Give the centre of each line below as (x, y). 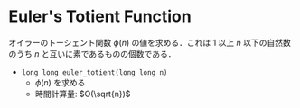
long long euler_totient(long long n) (94, 72)
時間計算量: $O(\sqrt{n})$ (83, 94)
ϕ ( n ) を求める (60, 82)
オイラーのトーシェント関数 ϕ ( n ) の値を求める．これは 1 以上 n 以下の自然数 (150, 42)
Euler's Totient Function (100, 17)
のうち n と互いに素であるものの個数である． (92, 54)
